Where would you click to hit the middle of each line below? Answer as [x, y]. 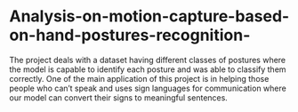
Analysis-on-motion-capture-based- [149, 16]
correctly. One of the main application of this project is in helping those [139, 78]
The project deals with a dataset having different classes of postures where [148, 60]
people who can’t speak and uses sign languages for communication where [148, 88]
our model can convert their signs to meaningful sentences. [119, 97]
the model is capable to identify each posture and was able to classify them [148, 69]
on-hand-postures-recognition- [130, 35]
